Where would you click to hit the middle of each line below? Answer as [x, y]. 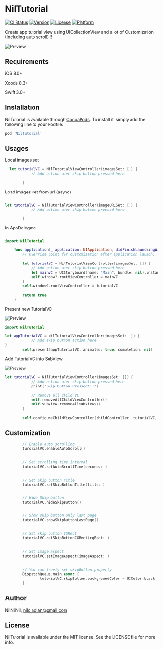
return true [35, 295]
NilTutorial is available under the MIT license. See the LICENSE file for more [80, 637]
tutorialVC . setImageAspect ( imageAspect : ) [66, 556]
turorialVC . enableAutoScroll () [54, 449]
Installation [22, 108]
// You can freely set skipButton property [67, 570]
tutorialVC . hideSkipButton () [52, 502]
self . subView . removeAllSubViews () [66, 404]
